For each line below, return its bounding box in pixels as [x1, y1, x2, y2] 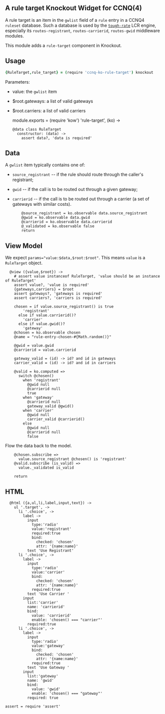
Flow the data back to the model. [5, 443, 72, 449]
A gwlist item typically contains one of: [5, 162, 85, 168]
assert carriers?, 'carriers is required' [14, 295, 103, 301]
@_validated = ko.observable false [21, 224, 95, 229]
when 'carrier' [23, 408, 54, 413]
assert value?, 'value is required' [14, 283, 90, 287]
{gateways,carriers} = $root [14, 287, 74, 292]
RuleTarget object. [5, 260, 43, 266]
